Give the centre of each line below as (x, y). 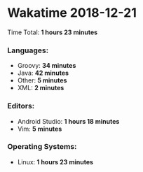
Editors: (21, 106)
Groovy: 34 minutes (47, 66)
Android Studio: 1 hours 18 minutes (68, 121)
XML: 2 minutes (41, 88)
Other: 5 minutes (42, 80)
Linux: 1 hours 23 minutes (55, 162)
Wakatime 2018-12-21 (72, 13)
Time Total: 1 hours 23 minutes (53, 32)
